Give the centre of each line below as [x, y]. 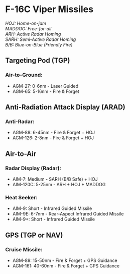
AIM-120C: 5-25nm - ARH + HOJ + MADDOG [59, 184]
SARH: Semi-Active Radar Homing [41, 39]
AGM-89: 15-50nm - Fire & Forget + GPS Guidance [65, 260]
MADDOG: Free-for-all [28, 28]
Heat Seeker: [21, 197]
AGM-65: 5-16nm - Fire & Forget [46, 91]
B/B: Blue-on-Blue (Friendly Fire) [39, 44]
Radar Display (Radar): [33, 168]
